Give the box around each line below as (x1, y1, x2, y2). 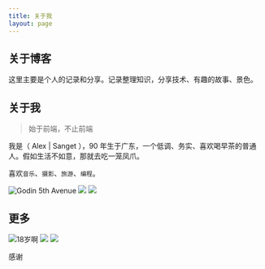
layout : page (8, 20, 53, 28)
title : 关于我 (8, 11, 53, 20)
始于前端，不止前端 (28, 124, 93, 134)
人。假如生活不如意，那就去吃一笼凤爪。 (8, 151, 144, 161)
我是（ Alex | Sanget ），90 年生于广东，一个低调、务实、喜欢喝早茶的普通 (8, 141, 257, 151)
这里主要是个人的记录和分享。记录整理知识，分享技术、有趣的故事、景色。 (8, 75, 258, 85)
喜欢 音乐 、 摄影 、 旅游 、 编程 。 (8, 168, 100, 179)
